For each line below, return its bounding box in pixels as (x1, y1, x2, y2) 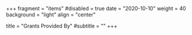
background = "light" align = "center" (6, 11, 96, 18)
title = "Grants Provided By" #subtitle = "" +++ (6, 23, 118, 29)
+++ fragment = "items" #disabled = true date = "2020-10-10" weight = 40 (6, 5, 186, 12)
